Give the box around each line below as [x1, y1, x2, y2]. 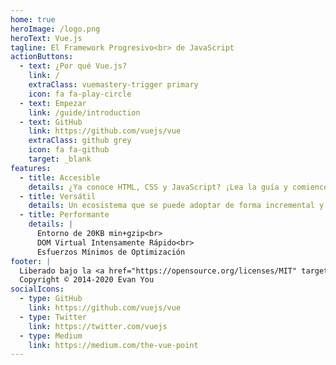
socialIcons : [10, 284, 65, 295]
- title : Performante [19, 210, 110, 220]
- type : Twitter [19, 312, 87, 322]
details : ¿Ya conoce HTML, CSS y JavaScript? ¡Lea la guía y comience [28, 182, 329, 192]
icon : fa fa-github [28, 145, 110, 155]
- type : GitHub [19, 294, 83, 304]
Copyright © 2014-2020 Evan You [19, 275, 155, 285]
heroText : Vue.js [10, 33, 83, 43]
